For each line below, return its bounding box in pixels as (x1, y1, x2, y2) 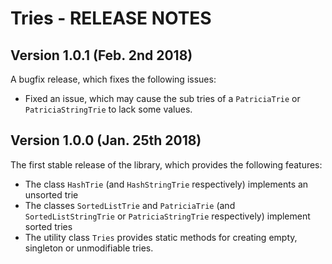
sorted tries (24, 220, 73, 232)
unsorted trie (24, 188, 79, 201)
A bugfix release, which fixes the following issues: (10, 73, 217, 85)
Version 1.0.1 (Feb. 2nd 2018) (10, 47, 193, 64)
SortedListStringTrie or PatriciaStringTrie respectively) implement (24, 210, 311, 222)
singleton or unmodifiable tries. (24, 242, 154, 254)
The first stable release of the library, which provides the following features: (10, 158, 323, 171)
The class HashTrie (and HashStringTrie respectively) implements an (24, 178, 309, 190)
